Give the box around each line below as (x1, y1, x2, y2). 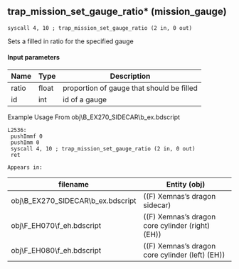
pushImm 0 (10, 139, 40, 146)
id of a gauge (63, 95, 107, 105)
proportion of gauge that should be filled (63, 83, 198, 93)
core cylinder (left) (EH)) (143, 250, 225, 260)
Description (110, 71, 151, 81)
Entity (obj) (166, 180, 206, 190)
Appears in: (7, 164, 43, 171)
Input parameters (7, 53, 60, 62)
